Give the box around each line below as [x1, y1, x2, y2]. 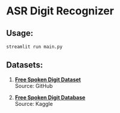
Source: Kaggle [14, 100, 53, 107]
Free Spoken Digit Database [14, 94, 85, 101]
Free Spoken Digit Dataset [14, 76, 81, 83]
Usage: [6, 28, 34, 38]
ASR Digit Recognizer [6, 4, 115, 18]
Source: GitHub [14, 82, 53, 89]
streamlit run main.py [6, 44, 63, 50]
